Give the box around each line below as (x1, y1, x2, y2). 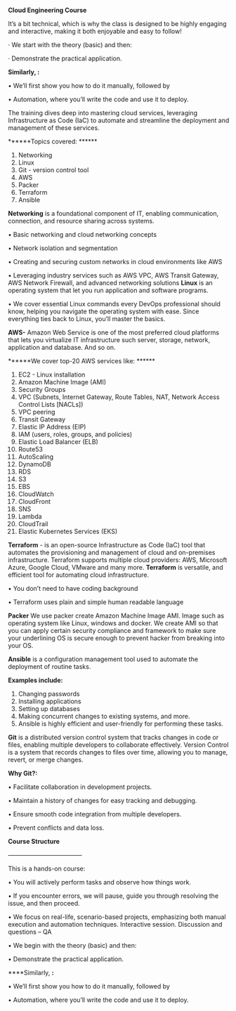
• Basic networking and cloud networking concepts (8, 230, 157, 238)
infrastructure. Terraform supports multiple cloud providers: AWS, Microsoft (8, 556, 228, 564)
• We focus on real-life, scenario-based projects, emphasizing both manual (8, 913, 226, 921)
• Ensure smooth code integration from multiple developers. (8, 810, 182, 818)
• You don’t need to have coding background (8, 585, 138, 592)
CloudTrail (18, 520, 48, 528)
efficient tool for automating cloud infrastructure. (8, 570, 150, 579)
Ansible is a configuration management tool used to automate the (8, 655, 199, 663)
